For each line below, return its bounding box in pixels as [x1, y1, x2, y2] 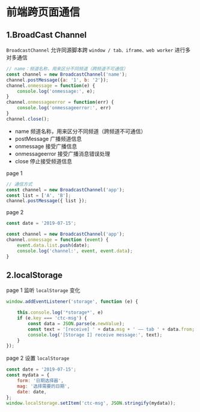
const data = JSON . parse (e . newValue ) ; [28, 320, 125, 327]
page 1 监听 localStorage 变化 [6, 287, 80, 294]
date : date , [17, 389, 47, 395]
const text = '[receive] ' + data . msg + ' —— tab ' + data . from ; [28, 326, 195, 332]
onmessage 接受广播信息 [14, 142, 77, 150]
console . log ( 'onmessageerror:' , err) [17, 105, 112, 111]
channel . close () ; [6, 116, 50, 122]
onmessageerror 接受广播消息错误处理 [14, 150, 111, 157]
